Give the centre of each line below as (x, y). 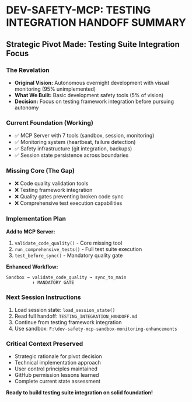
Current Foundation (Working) (50, 122)
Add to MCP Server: (31, 231)
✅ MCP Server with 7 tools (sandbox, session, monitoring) (84, 136)
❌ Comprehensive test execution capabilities (68, 203)
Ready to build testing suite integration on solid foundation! (80, 393)
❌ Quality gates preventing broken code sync (69, 197)
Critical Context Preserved (45, 343)
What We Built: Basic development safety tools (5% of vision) (89, 95)
